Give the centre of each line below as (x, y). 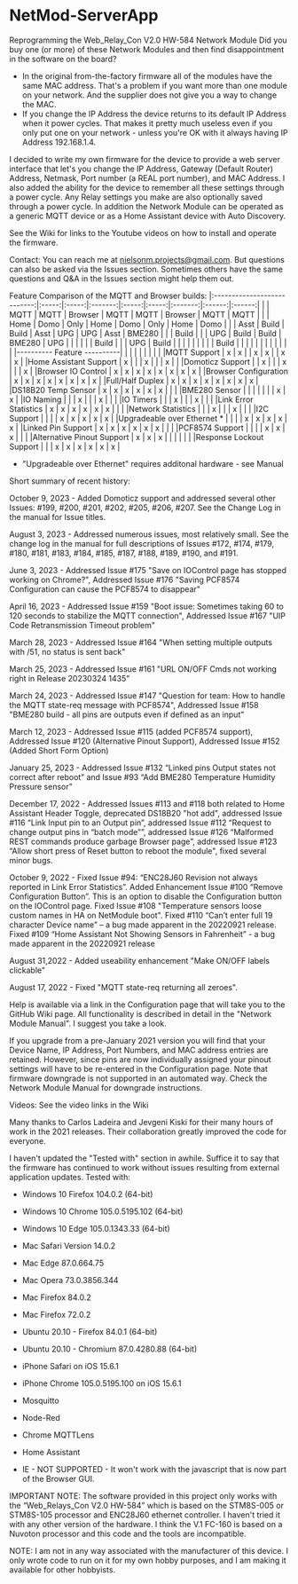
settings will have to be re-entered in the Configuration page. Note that (138, 1068)
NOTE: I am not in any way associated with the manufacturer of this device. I (149, 1550)
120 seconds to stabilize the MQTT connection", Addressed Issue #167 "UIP (148, 615)
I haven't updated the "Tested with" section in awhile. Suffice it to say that (144, 1158)
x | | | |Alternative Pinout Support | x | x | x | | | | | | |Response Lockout (137, 437)
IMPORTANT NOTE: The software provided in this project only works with (143, 1495)
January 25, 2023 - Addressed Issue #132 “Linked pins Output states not (143, 768)
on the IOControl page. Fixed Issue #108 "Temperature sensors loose (135, 905)
